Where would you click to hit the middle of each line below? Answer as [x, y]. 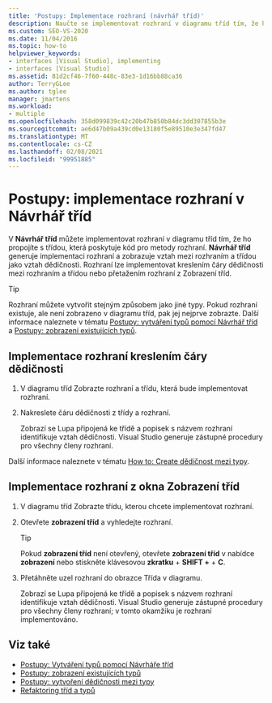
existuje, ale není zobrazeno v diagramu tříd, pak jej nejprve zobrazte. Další [134, 314]
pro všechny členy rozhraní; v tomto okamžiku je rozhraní [116, 611]
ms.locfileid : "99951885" [52, 159]
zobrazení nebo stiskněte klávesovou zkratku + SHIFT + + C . [123, 562]
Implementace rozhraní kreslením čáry [108, 356]
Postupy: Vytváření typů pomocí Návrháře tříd [97, 664]
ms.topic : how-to [38, 46]
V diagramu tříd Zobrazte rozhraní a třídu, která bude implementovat [134, 388]
